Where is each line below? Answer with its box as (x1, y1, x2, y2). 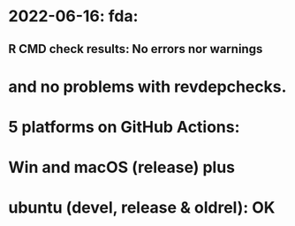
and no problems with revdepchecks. (8, 77, 287, 96)
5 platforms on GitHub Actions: (8, 117, 240, 137)
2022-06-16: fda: (8, 6, 139, 26)
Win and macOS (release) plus (8, 157, 236, 177)
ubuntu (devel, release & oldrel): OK (8, 198, 276, 218)
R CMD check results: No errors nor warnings (8, 41, 263, 56)
